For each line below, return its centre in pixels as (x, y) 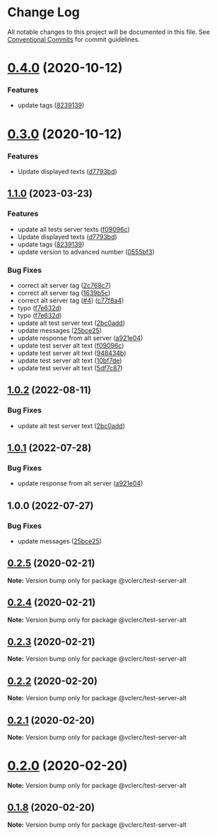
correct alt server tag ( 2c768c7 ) (64, 285)
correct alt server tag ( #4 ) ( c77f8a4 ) (71, 300)
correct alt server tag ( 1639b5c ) (64, 293)
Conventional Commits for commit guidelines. (74, 39)
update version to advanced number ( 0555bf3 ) (86, 252)
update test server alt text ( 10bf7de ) (70, 360)
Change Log (43, 12)
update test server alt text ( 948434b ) (72, 353)
